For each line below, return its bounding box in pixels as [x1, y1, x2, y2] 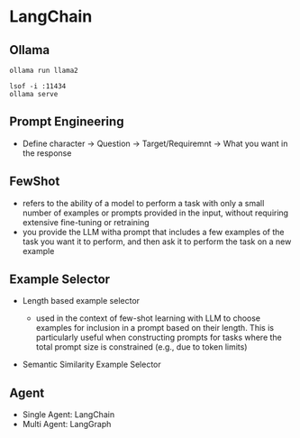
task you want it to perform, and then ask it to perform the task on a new [22, 236, 292, 247]
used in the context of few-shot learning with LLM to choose [35, 313, 261, 324]
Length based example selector [22, 296, 141, 306]
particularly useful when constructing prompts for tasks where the [35, 332, 282, 343]
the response [22, 147, 72, 159]
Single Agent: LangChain [22, 409, 115, 420]
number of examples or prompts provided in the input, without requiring [22, 207, 289, 218]
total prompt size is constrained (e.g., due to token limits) [35, 342, 248, 352]
